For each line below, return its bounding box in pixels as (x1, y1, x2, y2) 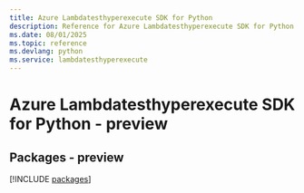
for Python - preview (9, 114, 168, 134)
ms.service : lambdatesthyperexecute (9, 55, 148, 64)
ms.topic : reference (9, 38, 88, 48)
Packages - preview (9, 150, 124, 165)
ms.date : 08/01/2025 (9, 30, 88, 39)
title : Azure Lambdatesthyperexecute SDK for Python (9, 13, 213, 23)
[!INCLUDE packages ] (9, 174, 92, 184)
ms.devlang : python (9, 47, 83, 56)
